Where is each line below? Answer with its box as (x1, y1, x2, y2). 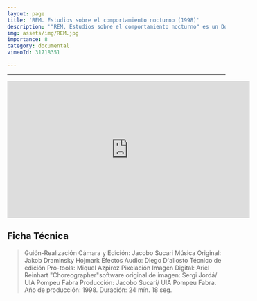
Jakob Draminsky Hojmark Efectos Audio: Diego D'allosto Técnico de (24, 256, 222, 264)
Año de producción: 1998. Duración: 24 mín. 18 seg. (24, 286, 172, 294)
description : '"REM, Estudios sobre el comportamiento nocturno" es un (7, 23, 218, 30)
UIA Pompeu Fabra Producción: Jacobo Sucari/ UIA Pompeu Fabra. (24, 278, 217, 286)
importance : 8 (7, 36, 48, 43)
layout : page (7, 10, 45, 17)
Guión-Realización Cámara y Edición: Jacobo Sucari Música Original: (24, 248, 222, 257)
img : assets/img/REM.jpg (7, 29, 79, 37)
